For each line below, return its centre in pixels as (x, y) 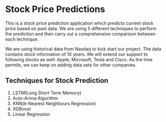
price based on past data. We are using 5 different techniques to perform (81, 28)
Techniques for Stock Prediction (57, 81)
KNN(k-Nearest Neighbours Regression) (54, 103)
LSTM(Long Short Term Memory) (47, 93)
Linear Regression (31, 114)
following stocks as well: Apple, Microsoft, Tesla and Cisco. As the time (79, 59)
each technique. (22, 39)
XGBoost (22, 108)
